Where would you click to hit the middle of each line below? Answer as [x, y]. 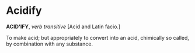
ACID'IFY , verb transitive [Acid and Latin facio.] [63, 26]
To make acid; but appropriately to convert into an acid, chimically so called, [98, 37]
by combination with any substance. [50, 44]
